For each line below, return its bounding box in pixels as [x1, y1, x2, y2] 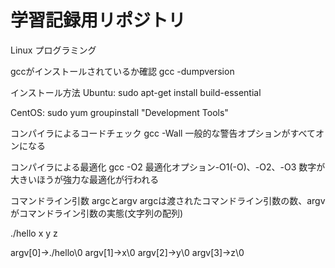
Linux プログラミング [10, 44, 97, 56]
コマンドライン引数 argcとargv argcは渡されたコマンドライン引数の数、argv [10, 194, 326, 206]
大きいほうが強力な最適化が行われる [10, 173, 160, 185]
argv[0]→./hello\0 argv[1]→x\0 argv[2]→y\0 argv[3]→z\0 [10, 246, 245, 258]
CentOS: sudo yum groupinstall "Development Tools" [10, 106, 229, 118]
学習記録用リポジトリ [10, 9, 187, 32]
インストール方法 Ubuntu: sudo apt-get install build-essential [10, 86, 262, 98]
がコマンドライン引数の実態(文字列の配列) [10, 207, 184, 219]
